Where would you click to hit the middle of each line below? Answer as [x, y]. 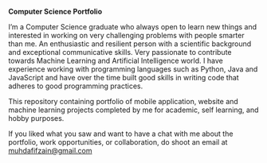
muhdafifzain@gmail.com [50, 151]
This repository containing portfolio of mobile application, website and [124, 101]
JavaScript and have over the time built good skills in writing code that [124, 78]
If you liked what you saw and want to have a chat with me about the [121, 134]
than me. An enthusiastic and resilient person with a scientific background [130, 44]
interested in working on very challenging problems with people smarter [126, 35]
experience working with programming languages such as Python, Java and [133, 69]
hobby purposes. [36, 118]
